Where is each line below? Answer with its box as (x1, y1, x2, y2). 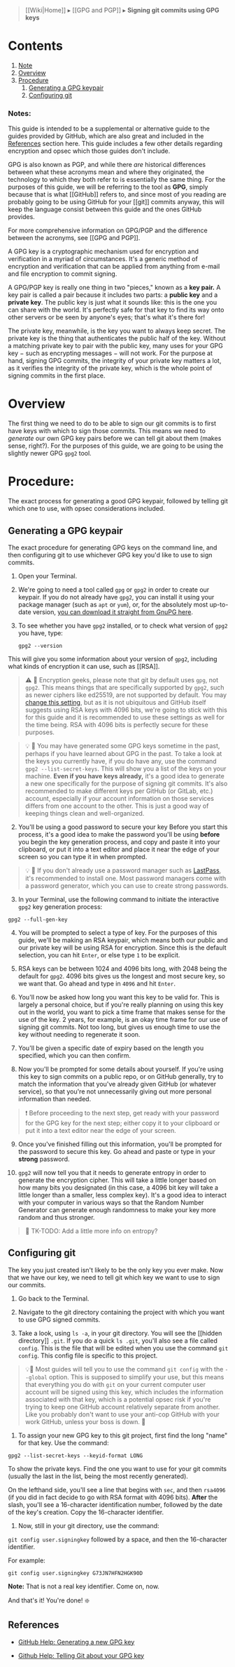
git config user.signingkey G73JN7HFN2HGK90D (8, 1569, 143, 1576)
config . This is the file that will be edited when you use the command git (17, 1343, 229, 1352)
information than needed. (17, 1094, 92, 1103)
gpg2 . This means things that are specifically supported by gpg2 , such (24, 683, 225, 691)
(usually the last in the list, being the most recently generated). (8, 1472, 188, 1480)
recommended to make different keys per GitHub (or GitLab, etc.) (24, 786, 213, 795)
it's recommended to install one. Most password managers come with (24, 874, 227, 882)
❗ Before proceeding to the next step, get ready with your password (24, 1108, 220, 1117)
